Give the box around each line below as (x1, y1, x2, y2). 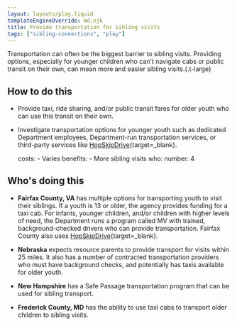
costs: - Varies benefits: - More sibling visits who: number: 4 (17, 154, 195, 163)
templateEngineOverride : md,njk (7, 17, 103, 24)
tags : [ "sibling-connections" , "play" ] (7, 30, 126, 38)
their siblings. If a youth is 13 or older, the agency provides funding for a (17, 201, 228, 210)
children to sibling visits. (17, 310, 89, 319)
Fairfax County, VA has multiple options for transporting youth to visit (17, 193, 222, 202)
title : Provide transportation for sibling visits (7, 23, 160, 31)
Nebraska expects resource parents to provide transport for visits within (17, 245, 229, 254)
